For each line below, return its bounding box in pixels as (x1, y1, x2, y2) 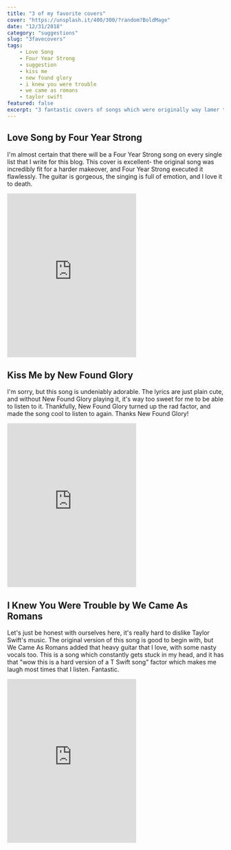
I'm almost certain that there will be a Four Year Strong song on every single (7, 150, 222, 159)
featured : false (7, 100, 54, 107)
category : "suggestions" (7, 29, 78, 37)
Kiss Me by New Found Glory (7, 369, 133, 381)
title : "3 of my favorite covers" (7, 10, 107, 17)
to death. (7, 179, 33, 188)
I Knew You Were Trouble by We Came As (7, 600, 188, 611)
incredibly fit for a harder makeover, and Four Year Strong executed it (7, 165, 203, 173)
